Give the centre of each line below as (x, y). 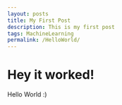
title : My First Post (39, 20)
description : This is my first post (61, 27)
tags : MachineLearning (41, 33)
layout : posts (28, 14)
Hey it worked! (51, 75)
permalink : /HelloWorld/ (44, 40)
